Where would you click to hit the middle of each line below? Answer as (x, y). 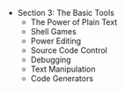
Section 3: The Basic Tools (66, 13)
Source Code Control (69, 50)
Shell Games (53, 31)
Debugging (51, 60)
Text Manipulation (63, 69)
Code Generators (62, 78)
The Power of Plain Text (74, 22)
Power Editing (56, 41)
